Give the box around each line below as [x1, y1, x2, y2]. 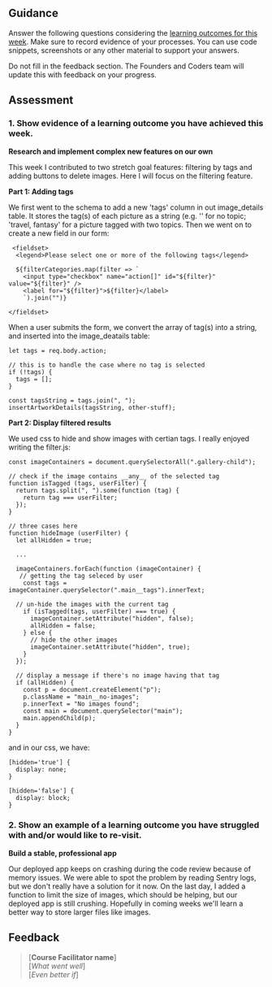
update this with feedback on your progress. [8, 69, 157, 80]
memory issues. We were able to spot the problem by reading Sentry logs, [8, 872, 257, 882]
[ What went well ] [28, 961, 86, 971]
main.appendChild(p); [23, 714, 96, 722]
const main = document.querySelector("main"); [23, 707, 183, 715]
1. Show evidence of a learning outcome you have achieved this [8, 118, 264, 129]
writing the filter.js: [8, 442, 71, 452]
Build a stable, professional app [8, 848, 118, 858]
